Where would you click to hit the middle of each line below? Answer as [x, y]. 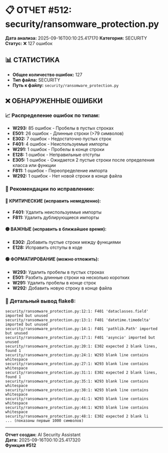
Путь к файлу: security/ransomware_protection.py [65, 85]
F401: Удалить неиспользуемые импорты [57, 212]
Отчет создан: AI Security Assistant [43, 435]
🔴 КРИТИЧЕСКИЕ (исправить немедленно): [53, 200]
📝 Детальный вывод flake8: [40, 301]
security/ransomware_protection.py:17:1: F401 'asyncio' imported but [80, 338]
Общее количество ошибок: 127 [47, 74]
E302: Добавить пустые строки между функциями [66, 242]
